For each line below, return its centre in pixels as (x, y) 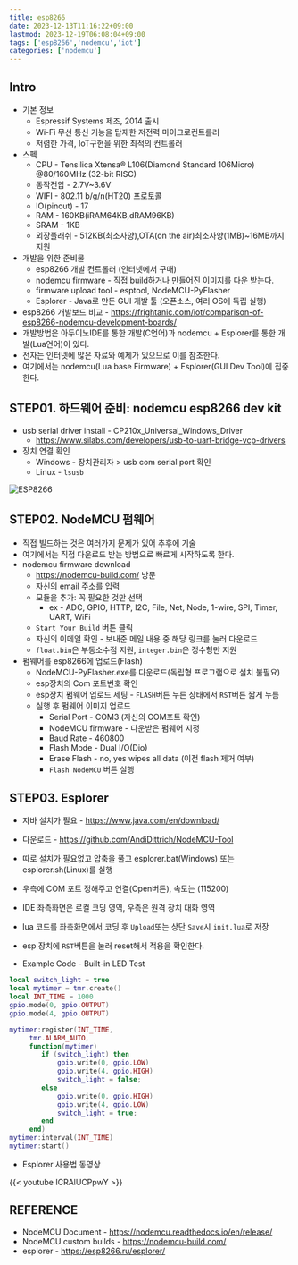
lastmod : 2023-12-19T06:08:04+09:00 (77, 34)
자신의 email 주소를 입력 (78, 586)
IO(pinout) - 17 (62, 206)
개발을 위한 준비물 (53, 258)
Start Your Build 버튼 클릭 (84, 627)
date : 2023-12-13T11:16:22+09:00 (71, 26)
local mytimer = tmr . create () (66, 989)
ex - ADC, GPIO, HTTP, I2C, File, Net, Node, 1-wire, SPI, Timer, (163, 607)
